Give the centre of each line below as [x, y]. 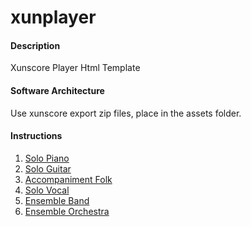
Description [35, 45]
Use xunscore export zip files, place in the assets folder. [126, 113]
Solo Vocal [47, 190]
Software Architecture [57, 90]
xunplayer [53, 17]
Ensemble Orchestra [67, 211]
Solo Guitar [48, 168]
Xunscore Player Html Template [75, 68]
